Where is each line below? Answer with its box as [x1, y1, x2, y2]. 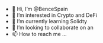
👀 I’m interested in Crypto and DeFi [11, 12, 98, 19]
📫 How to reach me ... [11, 31, 67, 37]
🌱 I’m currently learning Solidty [11, 18, 88, 24]
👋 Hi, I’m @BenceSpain [11, 6, 68, 12]
